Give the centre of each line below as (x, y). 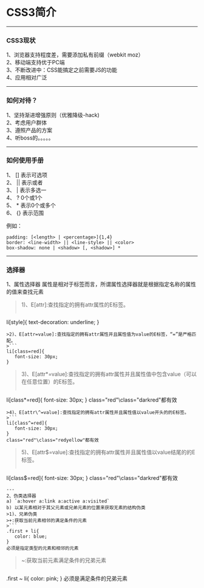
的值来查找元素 (25, 292)
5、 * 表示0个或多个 (31, 205)
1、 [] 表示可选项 (27, 175)
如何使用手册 (25, 160)
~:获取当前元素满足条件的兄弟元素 (64, 560)
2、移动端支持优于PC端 (36, 63)
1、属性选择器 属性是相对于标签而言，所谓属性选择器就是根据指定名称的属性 (101, 284)
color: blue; (31, 537)
